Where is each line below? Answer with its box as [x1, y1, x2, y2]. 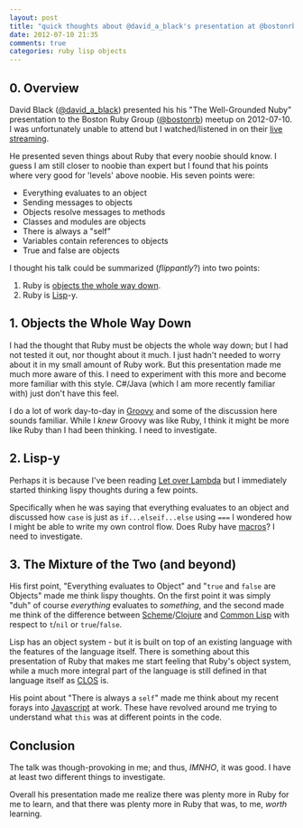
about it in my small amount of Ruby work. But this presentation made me [9, 359, 281, 370]
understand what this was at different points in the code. [9, 711, 223, 723]
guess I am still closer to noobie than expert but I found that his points [9, 160, 269, 171]
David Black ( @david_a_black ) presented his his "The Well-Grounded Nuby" [9, 104, 292, 115]
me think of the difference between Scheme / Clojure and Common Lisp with [9, 609, 290, 620]
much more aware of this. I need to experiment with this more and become [9, 368, 287, 380]
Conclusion [9, 738, 76, 753]
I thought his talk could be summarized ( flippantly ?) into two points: [9, 262, 260, 273]
